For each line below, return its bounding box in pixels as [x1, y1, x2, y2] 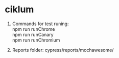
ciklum [5, 4, 34, 15]
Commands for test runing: [12, 21, 69, 27]
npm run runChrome [12, 26, 55, 32]
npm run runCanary [12, 31, 54, 37]
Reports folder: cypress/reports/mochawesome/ [12, 47, 114, 53]
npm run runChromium [12, 37, 60, 43]
